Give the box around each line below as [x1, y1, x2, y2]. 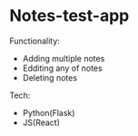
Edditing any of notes [22, 63, 103, 73]
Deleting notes [22, 72, 78, 83]
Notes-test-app [9, 5, 130, 26]
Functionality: [9, 35, 61, 46]
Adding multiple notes [22, 53, 105, 63]
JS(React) [22, 117, 61, 128]
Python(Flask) [22, 107, 75, 118]
